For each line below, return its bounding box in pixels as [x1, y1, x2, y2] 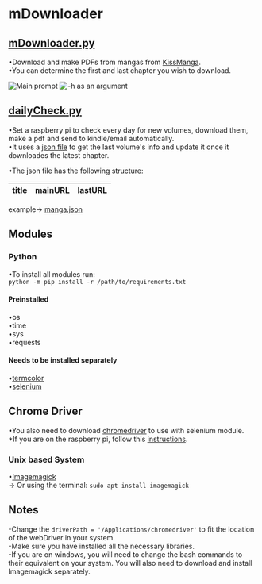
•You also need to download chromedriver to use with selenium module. [8, 425, 245, 435]
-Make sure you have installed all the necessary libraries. [8, 541, 195, 551]
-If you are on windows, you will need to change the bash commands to [8, 549, 243, 559]
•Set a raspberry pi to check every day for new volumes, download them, [8, 125, 249, 135]
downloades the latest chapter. [8, 150, 110, 159]
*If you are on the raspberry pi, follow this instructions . [8, 434, 188, 444]
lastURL [77, 184, 108, 195]
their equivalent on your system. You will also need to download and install [8, 558, 252, 567]
